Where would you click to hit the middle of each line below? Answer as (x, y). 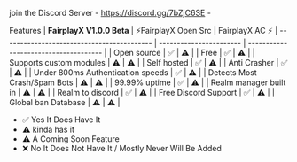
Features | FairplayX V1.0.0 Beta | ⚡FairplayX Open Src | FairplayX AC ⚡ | (144, 31)
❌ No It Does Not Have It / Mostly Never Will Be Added (121, 148)
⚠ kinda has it (48, 129)
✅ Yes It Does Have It (61, 120)
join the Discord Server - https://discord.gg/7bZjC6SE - (110, 13)
